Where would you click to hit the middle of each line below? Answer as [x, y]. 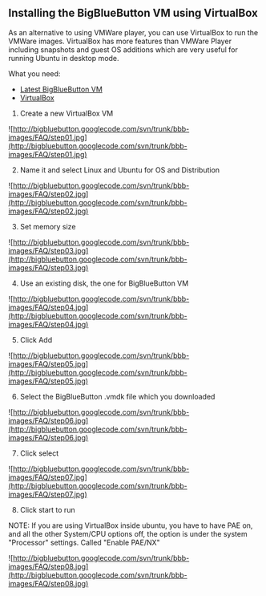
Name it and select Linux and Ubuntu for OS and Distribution [120, 170]
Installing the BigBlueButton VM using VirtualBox [133, 13]
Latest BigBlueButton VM [61, 89]
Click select [39, 453]
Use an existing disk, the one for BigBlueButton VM [104, 283]
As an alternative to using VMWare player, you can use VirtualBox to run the [133, 32]
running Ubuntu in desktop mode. [64, 58]
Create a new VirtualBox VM [66, 113]
